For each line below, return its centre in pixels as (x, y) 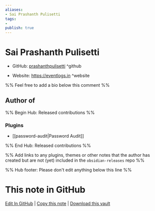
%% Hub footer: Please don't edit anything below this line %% (68, 170)
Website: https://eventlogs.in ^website (51, 76)
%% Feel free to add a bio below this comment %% (57, 85)
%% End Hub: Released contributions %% (48, 145)
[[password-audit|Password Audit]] (48, 136)
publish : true (20, 28)
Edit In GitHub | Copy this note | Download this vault (58, 204)
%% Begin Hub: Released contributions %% (50, 112)
